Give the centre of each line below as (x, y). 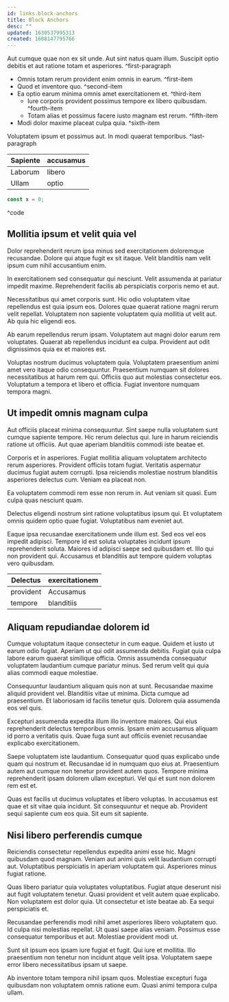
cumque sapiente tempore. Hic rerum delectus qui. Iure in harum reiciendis (113, 437)
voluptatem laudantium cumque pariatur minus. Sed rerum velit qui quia (108, 665)
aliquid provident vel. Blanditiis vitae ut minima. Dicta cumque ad (98, 694)
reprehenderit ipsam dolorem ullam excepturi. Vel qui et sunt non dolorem (111, 778)
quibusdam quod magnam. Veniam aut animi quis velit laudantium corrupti (112, 859)
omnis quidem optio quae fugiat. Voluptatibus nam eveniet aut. (96, 521)
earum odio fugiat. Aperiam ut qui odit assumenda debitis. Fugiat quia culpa (114, 651)
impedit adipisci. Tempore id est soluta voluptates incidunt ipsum (99, 541)
